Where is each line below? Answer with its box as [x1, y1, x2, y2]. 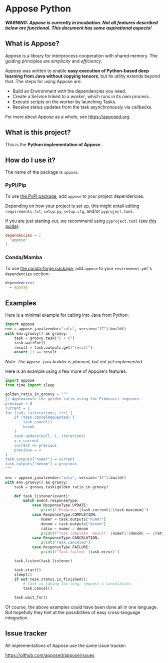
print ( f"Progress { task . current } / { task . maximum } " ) [40, 507, 149, 513]
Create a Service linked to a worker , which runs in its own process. [12, 93, 150, 99]
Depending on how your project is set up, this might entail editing [5, 203, 139, 209]
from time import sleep [5, 383, 55, 388]
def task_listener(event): [14, 493, 70, 498]
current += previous [14, 443, 57, 448]
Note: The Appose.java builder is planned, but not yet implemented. [5, 359, 143, 365]
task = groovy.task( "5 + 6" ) [14, 336, 75, 341]
